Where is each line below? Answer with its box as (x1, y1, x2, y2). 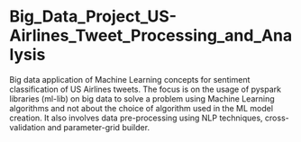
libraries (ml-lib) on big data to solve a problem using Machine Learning (9, 93, 275, 104)
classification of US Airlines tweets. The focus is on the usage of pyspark (9, 84, 282, 94)
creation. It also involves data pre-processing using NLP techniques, (9, 112, 263, 123)
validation (9, 121, 46, 132)
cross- (264, 112, 290, 123)
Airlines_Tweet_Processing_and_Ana (9, 25, 293, 46)
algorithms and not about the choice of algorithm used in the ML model (9, 102, 273, 113)
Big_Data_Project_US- (9, 6, 178, 27)
